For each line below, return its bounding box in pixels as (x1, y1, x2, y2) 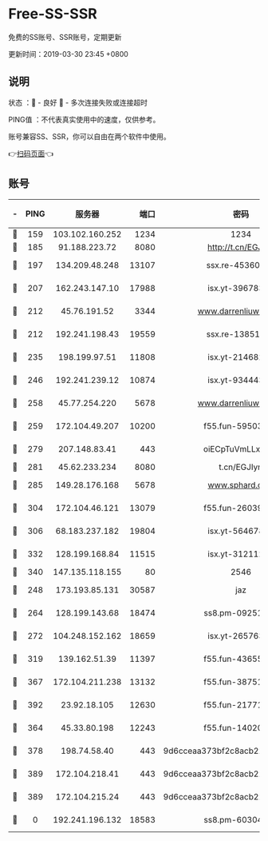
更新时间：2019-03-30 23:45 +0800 (8, 49, 129, 58)
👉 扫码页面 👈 (8, 149, 54, 158)
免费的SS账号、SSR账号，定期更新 (8, 32, 122, 42)
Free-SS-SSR (8, 5, 97, 23)
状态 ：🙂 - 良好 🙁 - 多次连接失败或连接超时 (8, 98, 148, 107)
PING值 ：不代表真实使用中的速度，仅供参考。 (8, 114, 160, 124)
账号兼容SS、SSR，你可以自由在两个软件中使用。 (8, 131, 171, 141)
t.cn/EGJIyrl (219, 461, 263, 472)
